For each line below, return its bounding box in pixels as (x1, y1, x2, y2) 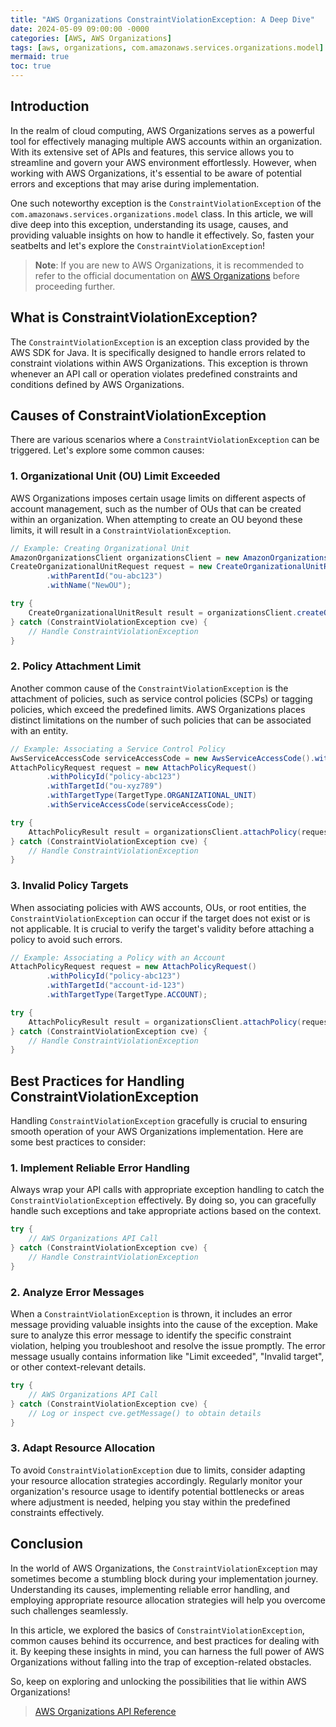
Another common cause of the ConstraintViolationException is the (10, 682, 289, 694)
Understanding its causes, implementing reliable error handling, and (10, 1583, 290, 1595)
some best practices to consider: (10, 1136, 147, 1148)
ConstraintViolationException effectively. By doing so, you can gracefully (10, 1194, 317, 1206)
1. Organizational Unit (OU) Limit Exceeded (10, 469, 221, 483)
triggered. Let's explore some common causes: (10, 444, 205, 456)
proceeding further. (34, 280, 116, 292)
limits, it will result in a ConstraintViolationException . (10, 524, 232, 536)
